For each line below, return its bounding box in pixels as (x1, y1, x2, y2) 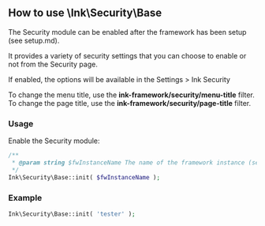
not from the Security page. (8, 59, 99, 69)
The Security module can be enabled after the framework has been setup (8, 27, 247, 36)
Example (8, 192, 43, 203)
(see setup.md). (8, 36, 60, 45)
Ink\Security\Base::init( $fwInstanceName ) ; (8, 173, 160, 181)
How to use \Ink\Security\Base (8, 6, 162, 20)
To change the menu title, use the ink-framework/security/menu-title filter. (8, 90, 255, 100)
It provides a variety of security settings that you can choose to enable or (8, 51, 247, 60)
